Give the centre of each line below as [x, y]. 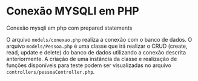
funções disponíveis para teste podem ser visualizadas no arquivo [89, 65]
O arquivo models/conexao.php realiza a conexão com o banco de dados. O [99, 39]
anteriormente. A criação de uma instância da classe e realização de [92, 59]
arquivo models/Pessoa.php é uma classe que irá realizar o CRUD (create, [97, 46]
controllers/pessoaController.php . [51, 71]
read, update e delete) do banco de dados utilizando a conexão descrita [96, 52]
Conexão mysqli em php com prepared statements [69, 28]
